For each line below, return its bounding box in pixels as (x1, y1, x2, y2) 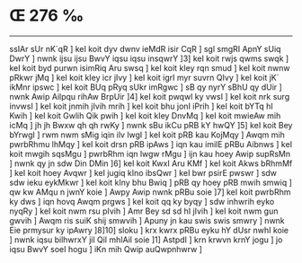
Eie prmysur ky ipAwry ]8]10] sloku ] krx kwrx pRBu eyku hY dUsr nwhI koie (9, 224, 289, 235)
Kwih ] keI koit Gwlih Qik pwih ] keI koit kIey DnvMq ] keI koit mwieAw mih (9, 110, 281, 121)
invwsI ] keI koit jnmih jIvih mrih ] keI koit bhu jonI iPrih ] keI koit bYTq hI (9, 101, 274, 111)
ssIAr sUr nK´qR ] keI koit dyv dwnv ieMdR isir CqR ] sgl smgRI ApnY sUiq (9, 43, 281, 54)
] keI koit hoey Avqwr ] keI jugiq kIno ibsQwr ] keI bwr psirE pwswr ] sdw (9, 167, 277, 178)
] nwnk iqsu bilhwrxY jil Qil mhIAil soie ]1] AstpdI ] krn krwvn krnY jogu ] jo (9, 234, 283, 245)
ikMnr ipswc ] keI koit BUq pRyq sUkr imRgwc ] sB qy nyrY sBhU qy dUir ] (9, 82, 283, 92)
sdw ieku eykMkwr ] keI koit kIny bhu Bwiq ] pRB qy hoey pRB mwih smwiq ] (9, 177, 292, 188)
